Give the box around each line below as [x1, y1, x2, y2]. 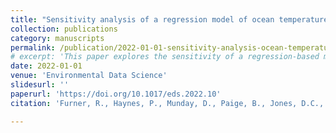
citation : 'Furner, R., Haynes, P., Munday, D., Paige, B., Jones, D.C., [10, 98, 325, 108]
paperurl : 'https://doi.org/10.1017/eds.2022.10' [10, 89, 222, 99]
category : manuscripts [10, 33, 105, 43]
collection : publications [10, 24, 118, 34]
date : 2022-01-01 [10, 61, 83, 71]
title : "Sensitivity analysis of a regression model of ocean [10, 14, 275, 25]
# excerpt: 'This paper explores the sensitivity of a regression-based [10, 52, 320, 62]
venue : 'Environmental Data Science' [10, 71, 168, 81]
